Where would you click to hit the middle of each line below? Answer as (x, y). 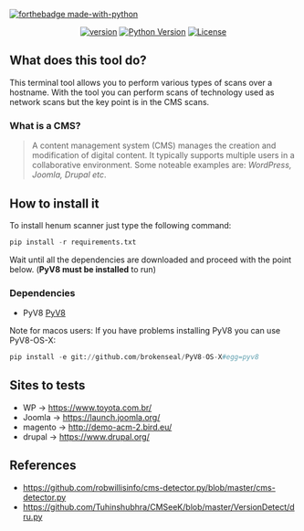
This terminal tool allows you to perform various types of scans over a (141, 82)
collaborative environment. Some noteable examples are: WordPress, (162, 165)
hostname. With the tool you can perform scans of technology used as (142, 92)
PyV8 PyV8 (44, 313)
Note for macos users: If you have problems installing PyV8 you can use (145, 331)
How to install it (54, 203)
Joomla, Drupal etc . (69, 175)
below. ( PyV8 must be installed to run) (83, 269)
